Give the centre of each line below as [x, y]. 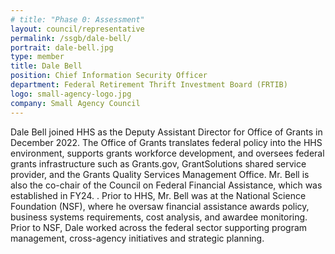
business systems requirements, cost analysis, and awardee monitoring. [159, 217]
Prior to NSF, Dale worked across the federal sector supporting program [159, 227]
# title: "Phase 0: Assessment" [77, 19]
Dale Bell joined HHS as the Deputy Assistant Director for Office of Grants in [166, 132]
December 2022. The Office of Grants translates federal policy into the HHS [166, 142]
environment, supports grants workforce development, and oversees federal [167, 153]
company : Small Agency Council [75, 103]
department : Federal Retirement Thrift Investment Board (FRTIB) [149, 85]
